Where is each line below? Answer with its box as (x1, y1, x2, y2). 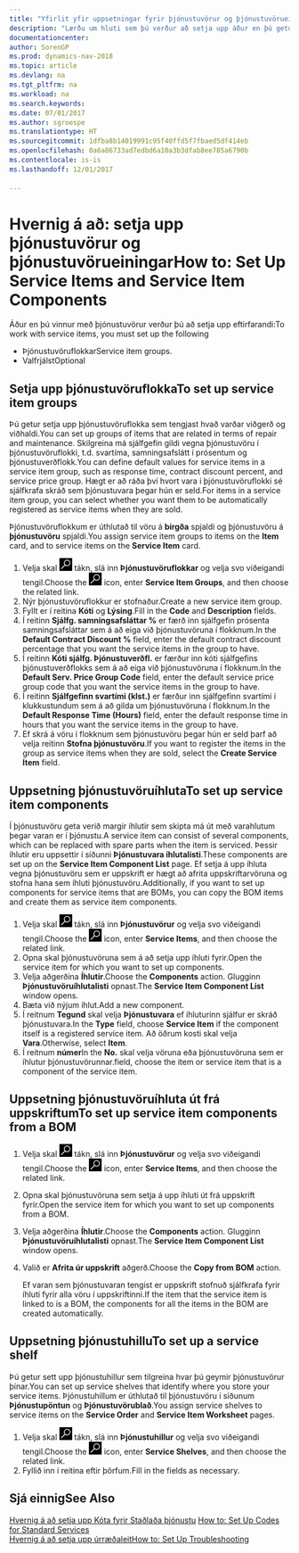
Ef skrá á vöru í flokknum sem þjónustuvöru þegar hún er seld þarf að (21, 729, 278, 739)
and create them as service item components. (9, 896, 178, 907)
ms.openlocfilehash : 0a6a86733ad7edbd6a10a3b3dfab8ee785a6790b (9, 146, 249, 155)
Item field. (21, 757, 61, 768)
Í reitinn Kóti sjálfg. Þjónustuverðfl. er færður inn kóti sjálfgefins (21, 653, 258, 664)
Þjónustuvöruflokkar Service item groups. (21, 346, 173, 357)
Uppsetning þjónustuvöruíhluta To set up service (9, 783, 283, 798)
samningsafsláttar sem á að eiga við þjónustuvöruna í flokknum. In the (21, 624, 277, 635)
